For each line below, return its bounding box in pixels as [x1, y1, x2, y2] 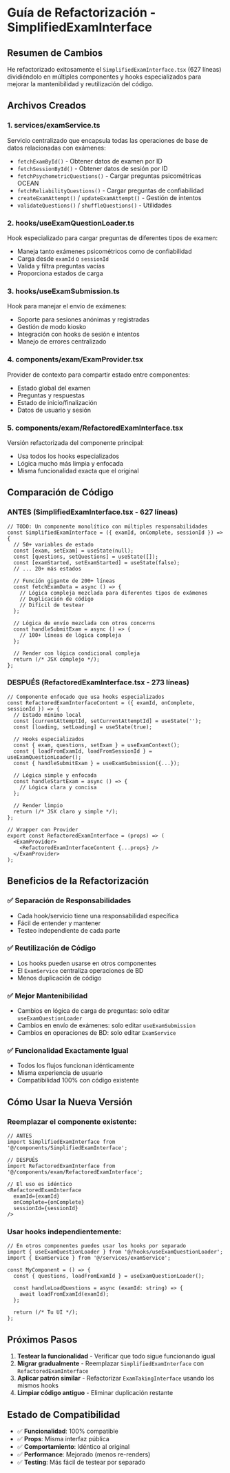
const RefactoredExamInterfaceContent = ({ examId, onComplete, [7, 699, 196, 706]
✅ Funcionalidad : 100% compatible [17, 1427, 118, 1436]
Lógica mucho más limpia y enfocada [17, 459, 124, 467]
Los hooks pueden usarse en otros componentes [17, 959, 157, 967]
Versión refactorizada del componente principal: [7, 438, 145, 446]
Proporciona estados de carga [17, 269, 103, 277]
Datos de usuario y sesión [17, 406, 92, 414]
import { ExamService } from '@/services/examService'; [7, 1254, 171, 1262]
